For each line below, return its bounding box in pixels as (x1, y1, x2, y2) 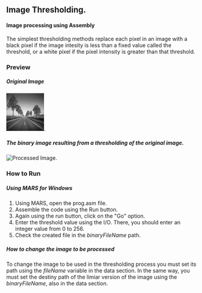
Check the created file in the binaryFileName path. (14, 232, 141, 239)
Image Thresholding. (6, 5, 86, 15)
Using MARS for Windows (6, 184, 72, 192)
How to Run (6, 169, 41, 178)
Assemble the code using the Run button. (14, 206, 118, 213)
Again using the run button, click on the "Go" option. (14, 212, 145, 219)
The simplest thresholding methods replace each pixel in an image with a (6, 35, 188, 42)
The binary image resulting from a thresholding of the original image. (6, 139, 184, 146)
